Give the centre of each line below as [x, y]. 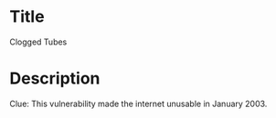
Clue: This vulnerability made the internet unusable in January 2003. [138, 103]
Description [55, 79]
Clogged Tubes [38, 42]
